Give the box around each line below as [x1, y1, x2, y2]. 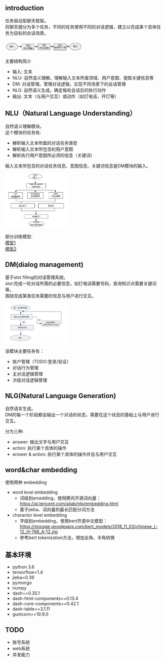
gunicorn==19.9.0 [12, 611, 48, 617]
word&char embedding [5, 465, 78, 474]
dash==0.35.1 [12, 590, 40, 596]
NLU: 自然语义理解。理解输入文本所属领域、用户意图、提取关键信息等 [12, 75, 154, 81]
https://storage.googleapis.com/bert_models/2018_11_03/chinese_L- [19, 524, 158, 530]
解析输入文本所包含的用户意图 [12, 146, 73, 152]
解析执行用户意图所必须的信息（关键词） [12, 152, 95, 158]
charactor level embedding [12, 512, 68, 518]
